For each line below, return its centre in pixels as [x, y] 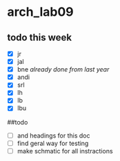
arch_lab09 [40, 12]
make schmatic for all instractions [65, 151]
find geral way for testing [53, 143]
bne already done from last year [63, 69]
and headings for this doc [53, 136]
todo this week [40, 37]
